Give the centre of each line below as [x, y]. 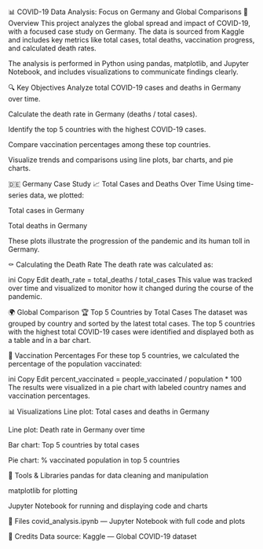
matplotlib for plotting [43, 490]
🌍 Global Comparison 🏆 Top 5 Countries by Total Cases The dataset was [128, 312]
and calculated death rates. [52, 48]
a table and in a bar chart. [50, 340]
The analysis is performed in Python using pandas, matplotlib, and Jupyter [129, 63]
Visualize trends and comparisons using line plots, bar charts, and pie [121, 160]
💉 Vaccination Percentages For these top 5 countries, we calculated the [124, 356]
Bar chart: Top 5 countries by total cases [74, 445]
